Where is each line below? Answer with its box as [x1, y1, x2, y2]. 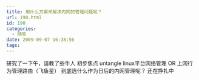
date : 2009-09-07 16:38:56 [6, 37, 75, 43]
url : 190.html [6, 14, 42, 20]
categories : [6, 25, 36, 32]
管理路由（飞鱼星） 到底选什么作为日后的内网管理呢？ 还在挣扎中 [11, 67, 174, 74]
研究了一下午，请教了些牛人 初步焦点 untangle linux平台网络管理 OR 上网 [6, 60, 188, 67]
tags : [6, 43, 20, 49]
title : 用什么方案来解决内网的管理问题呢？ [6, 8, 103, 15]
